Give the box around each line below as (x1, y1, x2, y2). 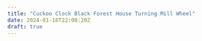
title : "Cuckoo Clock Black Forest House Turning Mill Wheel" (7, 10, 196, 17)
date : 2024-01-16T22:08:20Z (7, 17, 91, 24)
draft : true (7, 23, 43, 30)
